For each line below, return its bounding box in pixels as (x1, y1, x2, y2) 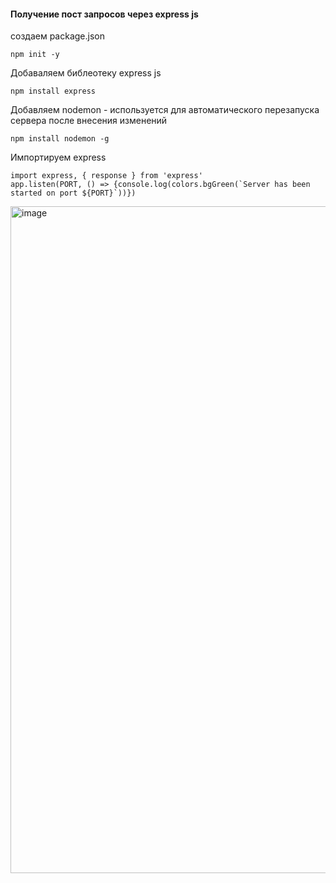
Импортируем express (10, 151, 107, 164)
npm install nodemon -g (10, 134, 110, 144)
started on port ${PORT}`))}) (10, 188, 137, 199)
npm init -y (10, 50, 60, 60)
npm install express (10, 86, 97, 97)
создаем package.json (10, 30, 105, 42)
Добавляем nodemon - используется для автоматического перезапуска (10, 104, 320, 116)
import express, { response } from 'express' (10, 171, 203, 181)
